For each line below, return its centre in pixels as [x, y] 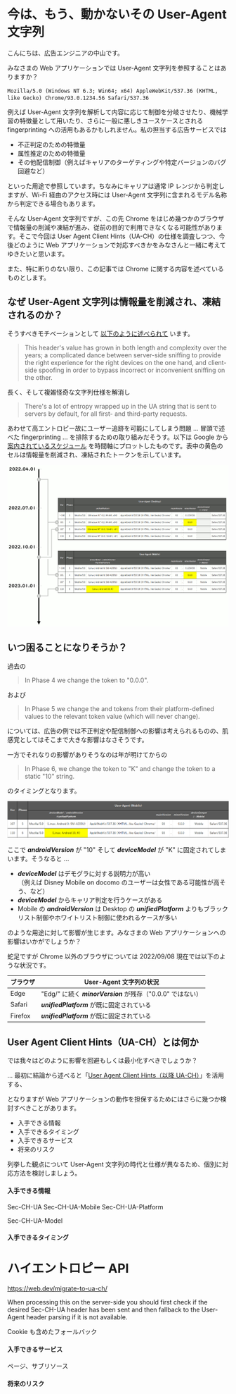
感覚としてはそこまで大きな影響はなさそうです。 [78, 739]
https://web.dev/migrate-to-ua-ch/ [57, 1289]
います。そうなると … [38, 858]
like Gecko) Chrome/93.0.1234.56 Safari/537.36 [78, 98]
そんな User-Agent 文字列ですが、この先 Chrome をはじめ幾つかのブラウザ [116, 218]
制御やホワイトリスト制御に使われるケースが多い [107, 918]
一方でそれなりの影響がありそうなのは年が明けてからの [87, 754]
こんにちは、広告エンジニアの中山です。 [66, 53]
